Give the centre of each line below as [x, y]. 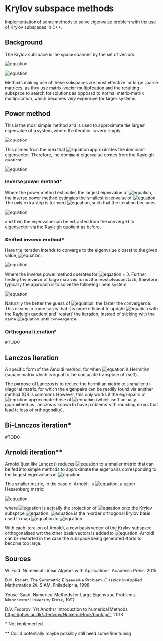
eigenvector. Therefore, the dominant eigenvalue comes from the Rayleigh [80, 155]
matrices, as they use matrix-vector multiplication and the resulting [72, 88]
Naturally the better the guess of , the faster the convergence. [78, 303]
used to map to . [44, 518]
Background [24, 43]
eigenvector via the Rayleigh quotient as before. [53, 227]
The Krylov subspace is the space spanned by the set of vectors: [70, 54]
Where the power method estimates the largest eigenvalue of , [79, 192]
